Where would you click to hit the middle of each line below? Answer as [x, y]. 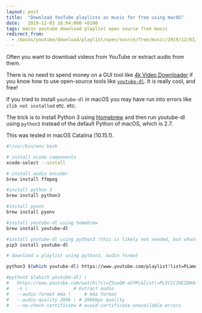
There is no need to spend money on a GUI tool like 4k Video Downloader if [100, 75]
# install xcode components [41, 157]
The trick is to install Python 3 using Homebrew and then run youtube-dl [96, 117]
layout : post [23, 12]
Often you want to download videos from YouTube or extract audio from [95, 57]
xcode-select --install [36, 163]
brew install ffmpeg [32, 179]
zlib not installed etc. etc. [41, 105]
